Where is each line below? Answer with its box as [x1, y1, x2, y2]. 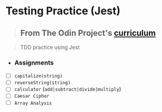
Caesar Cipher [14, 94, 49, 99]
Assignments [14, 58, 54, 67]
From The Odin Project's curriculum [20, 28, 156, 38]
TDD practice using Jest [20, 43, 80, 51]
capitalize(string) [14, 73, 63, 79]
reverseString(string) [14, 80, 71, 86]
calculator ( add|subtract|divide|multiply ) [14, 85, 121, 93]
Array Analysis [14, 100, 52, 106]
